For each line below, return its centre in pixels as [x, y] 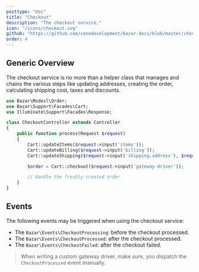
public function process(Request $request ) [71, 134]
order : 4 [17, 39]
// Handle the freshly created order [74, 177]
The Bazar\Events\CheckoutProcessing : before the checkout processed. [102, 232]
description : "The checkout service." [54, 23]
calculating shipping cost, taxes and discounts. [63, 90]
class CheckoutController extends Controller [63, 123]
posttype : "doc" [26, 12]
